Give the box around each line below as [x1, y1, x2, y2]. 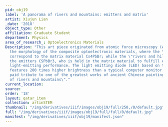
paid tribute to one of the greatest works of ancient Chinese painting [9, 72, 164, 77]
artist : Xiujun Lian [5, 16, 48, 21]
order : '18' [5, 91, 30, 96]
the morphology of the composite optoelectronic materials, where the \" [9, 49, 166, 54]
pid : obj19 [5, 7, 28, 12]
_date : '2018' [5, 21, 35, 26]
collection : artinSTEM [5, 100, 52, 105]
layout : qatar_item [5, 95, 46, 100]
